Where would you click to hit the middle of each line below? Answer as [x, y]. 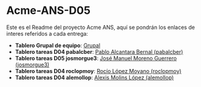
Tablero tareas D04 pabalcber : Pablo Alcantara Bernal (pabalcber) [99, 51]
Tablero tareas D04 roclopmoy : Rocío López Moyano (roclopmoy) [98, 71]
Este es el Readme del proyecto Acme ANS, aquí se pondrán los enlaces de [101, 27]
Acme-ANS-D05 [49, 11]
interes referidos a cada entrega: [47, 33]
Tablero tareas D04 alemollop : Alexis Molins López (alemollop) [94, 77]
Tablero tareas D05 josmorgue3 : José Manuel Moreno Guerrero [96, 58]
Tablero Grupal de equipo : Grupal [58, 45]
